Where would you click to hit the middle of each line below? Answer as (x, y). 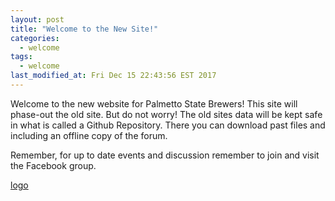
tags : (21, 57)
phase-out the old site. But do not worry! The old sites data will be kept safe (166, 114)
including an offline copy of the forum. (89, 135)
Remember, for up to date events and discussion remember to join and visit (165, 155)
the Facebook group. (53, 165)
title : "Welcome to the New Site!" (84, 29)
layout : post (37, 19)
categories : (35, 38)
